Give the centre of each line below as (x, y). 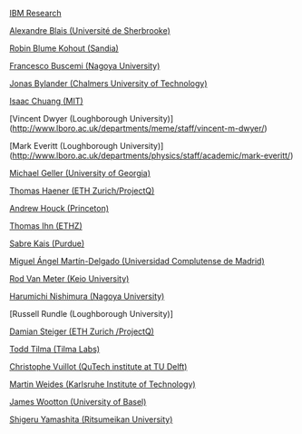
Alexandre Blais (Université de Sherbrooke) (90, 30)
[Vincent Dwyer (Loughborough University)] (92, 118)
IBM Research (35, 13)
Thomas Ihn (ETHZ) (46, 226)
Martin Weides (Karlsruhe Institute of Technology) (103, 384)
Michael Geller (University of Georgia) (80, 173)
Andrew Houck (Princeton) (59, 208)
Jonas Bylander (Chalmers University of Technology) (108, 84)
